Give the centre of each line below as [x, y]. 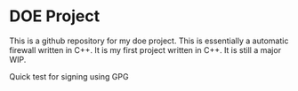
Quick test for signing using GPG [69, 76]
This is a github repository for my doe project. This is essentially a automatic [149, 41]
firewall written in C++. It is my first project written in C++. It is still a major [145, 49]
